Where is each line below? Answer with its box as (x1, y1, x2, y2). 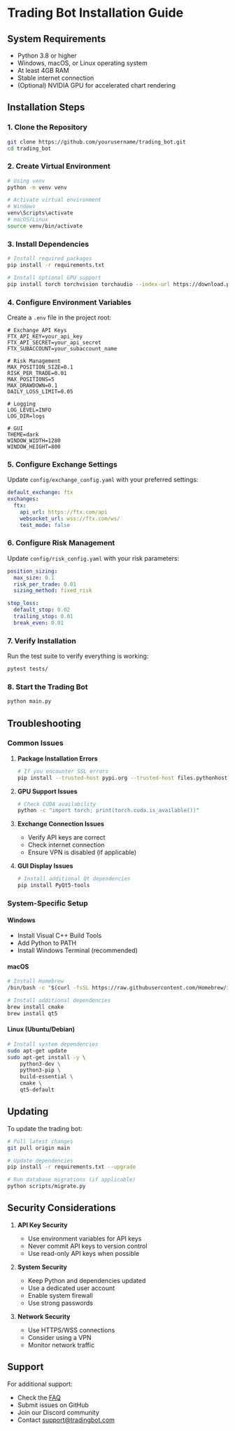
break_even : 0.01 (13, 619, 64, 627)
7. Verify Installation (7, 636, 77, 645)
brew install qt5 (7, 1010, 58, 1017)
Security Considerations (7, 1202, 117, 1214)
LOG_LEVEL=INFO (7, 406, 52, 413)
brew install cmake (7, 1004, 64, 1011)
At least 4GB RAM (17, 67, 70, 74)
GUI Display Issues (17, 862, 73, 870)
